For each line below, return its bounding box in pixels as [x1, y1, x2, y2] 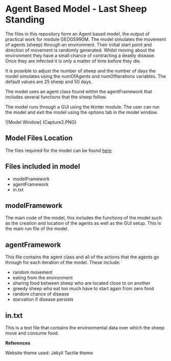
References [5, 340, 31, 346]
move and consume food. [5, 330, 59, 336]
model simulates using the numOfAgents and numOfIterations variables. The [5, 73, 166, 79]
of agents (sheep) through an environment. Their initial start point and [5, 41, 152, 47]
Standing [5, 14, 45, 25]
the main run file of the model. [5, 225, 69, 232]
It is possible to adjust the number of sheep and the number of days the [5, 67, 156, 74]
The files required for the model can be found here [5, 147, 112, 153]
